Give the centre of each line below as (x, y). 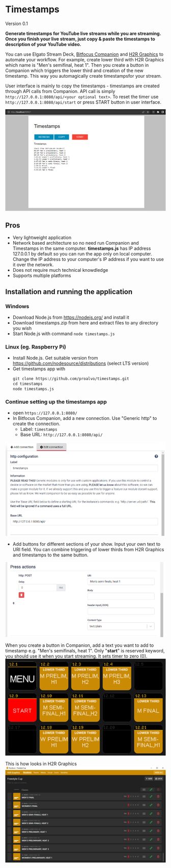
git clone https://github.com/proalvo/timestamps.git (71, 379)
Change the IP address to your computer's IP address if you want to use (88, 260)
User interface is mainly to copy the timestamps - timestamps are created (82, 86)
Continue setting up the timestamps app (56, 402)
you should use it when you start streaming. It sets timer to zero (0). (76, 656)
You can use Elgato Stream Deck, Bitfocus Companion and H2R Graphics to (84, 54)
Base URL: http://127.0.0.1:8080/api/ (61, 435)
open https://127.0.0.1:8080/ (45, 413)
